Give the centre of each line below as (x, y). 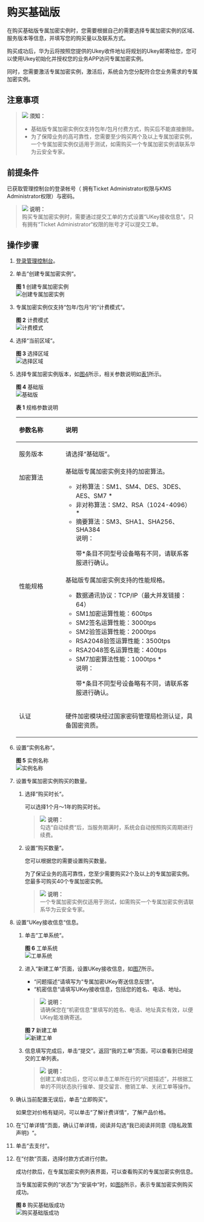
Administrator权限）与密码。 (42, 196)
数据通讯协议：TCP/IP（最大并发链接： (131, 595)
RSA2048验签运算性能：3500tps (123, 641)
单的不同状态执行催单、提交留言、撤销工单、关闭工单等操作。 (117, 1086)
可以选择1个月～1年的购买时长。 (64, 807)
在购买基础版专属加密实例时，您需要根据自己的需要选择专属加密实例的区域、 (102, 30)
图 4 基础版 (30, 387)
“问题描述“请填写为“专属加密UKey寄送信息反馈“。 (96, 982)
